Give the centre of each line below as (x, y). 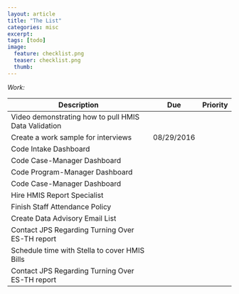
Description (79, 105)
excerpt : (20, 34)
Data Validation (36, 125)
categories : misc (33, 27)
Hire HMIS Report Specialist (57, 195)
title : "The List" (34, 21)
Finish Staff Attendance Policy (61, 206)
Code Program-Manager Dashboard (72, 172)
